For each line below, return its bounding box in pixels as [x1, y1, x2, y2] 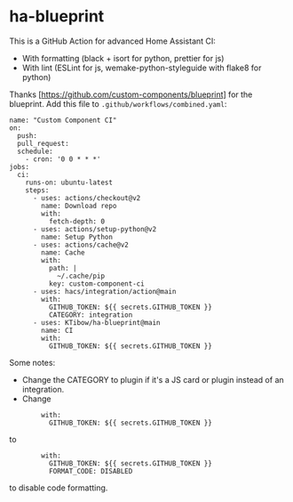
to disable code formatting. [9, 482, 108, 493]
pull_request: [17, 139, 69, 148]
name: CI [41, 326, 74, 335]
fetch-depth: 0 [48, 216, 105, 226]
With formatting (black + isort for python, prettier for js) [21, 53, 225, 63]
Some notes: [9, 357, 56, 368]
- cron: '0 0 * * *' [25, 154, 101, 164]
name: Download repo [41, 201, 117, 210]
